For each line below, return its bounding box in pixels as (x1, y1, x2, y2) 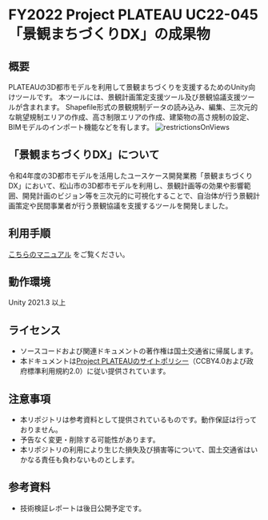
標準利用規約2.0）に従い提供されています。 (26, 366, 170, 376)
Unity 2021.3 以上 (8, 298, 66, 308)
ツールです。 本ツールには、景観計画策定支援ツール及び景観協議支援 (14, 92, 242, 102)
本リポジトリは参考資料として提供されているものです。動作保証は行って (19, 415, 258, 425)
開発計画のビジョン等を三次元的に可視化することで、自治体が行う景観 (22, 191, 254, 200)
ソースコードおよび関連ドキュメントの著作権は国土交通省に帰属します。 (19, 346, 258, 356)
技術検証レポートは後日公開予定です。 (19, 503, 146, 513)
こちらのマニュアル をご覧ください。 (8, 249, 130, 259)
